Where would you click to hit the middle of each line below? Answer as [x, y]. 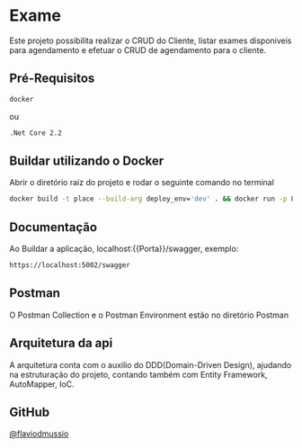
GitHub [30, 412]
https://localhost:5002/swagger [70, 265]
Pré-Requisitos [52, 79]
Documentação [53, 227]
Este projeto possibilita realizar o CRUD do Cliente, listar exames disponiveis [151, 40]
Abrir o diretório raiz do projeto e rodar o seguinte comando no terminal [142, 183]
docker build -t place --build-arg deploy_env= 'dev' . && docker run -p [148, 199]
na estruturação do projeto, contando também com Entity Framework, [138, 374]
